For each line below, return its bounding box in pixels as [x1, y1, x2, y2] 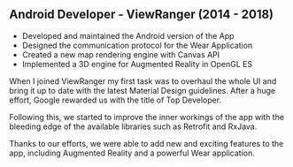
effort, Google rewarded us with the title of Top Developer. [9, 95, 222, 105]
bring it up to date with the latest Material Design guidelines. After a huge [9, 85, 276, 95]
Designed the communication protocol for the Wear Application [21, 40, 253, 50]
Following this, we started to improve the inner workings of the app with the [9, 111, 285, 122]
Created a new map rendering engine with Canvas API [21, 49, 220, 60]
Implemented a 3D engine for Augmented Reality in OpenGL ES [21, 58, 253, 69]
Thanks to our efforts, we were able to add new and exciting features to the [9, 138, 284, 148]
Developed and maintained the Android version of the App [21, 30, 235, 41]
